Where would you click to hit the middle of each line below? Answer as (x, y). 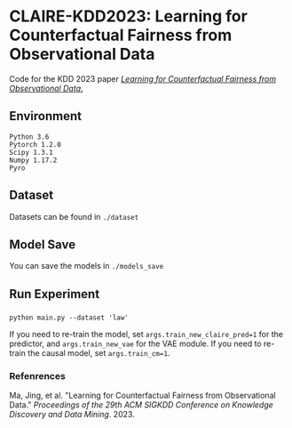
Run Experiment (55, 294)
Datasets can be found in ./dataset (74, 216)
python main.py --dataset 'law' (69, 318)
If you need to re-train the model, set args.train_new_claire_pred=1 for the (146, 334)
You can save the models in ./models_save (87, 266)
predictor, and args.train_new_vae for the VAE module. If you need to (135, 343)
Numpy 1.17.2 (33, 160)
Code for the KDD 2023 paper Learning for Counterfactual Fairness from (143, 78)
